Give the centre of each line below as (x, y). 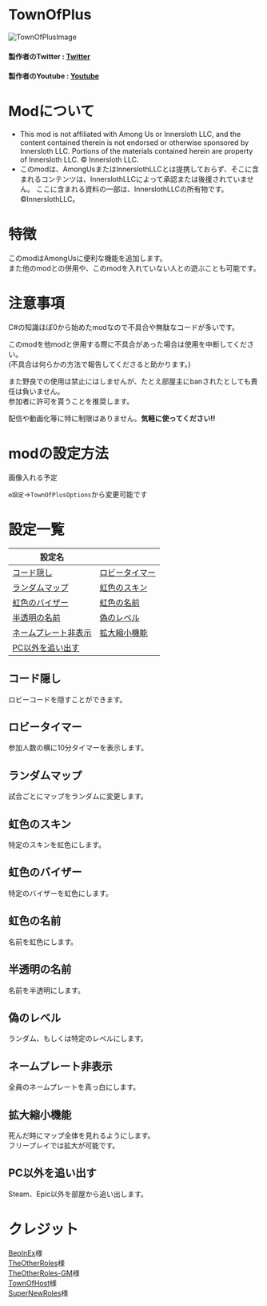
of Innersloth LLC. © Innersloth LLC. (79, 160)
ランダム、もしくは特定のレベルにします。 (78, 1039)
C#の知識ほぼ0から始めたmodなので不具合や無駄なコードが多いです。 (124, 327)
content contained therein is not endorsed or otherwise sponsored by (134, 143)
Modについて (52, 112)
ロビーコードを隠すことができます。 (68, 699)
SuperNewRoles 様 (38, 1293)
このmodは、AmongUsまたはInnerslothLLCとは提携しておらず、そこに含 (139, 169)
